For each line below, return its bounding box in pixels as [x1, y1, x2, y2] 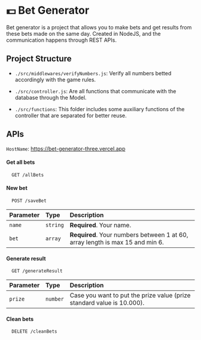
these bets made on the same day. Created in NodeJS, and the [6, 30, 161, 37]
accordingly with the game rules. [14, 76, 96, 83]
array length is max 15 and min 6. [69, 238, 165, 246]
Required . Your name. [69, 220, 132, 229]
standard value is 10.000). [69, 299, 145, 307]
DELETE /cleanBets [11, 329, 58, 335]
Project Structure [6, 54, 72, 64]
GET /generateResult [11, 268, 63, 274]
